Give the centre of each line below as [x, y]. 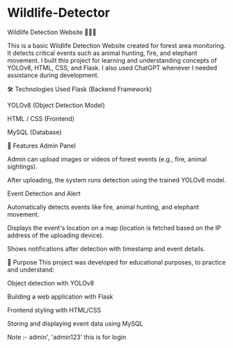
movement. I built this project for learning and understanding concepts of [112, 60]
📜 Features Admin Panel [42, 145]
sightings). [23, 166]
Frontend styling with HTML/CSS [54, 310]
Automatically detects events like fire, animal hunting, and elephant [103, 207]
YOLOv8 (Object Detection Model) [56, 105]
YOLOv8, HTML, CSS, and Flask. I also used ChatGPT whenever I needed [112, 68]
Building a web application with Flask [60, 296]
